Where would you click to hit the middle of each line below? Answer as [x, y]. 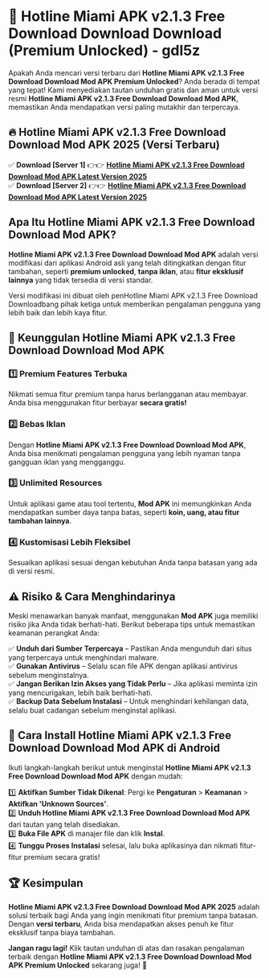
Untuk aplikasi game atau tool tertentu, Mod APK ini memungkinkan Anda [130, 503]
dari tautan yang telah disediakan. [64, 824]
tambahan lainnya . [40, 520]
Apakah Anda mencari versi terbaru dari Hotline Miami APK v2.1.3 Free [126, 72]
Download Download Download [115, 33]
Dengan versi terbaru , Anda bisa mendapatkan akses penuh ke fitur [121, 923]
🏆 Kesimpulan [46, 883]
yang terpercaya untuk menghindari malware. [84, 657]
